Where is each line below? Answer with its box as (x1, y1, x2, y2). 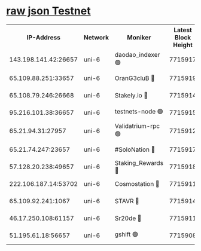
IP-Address (26, 33, 61, 41)
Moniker (127, 33, 151, 41)
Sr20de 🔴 (114, 214, 142, 222)
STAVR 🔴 (114, 197, 139, 205)
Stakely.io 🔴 (114, 91, 148, 99)
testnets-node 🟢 (114, 108, 163, 116)
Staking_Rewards (114, 158, 163, 167)
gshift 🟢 (114, 230, 139, 238)
